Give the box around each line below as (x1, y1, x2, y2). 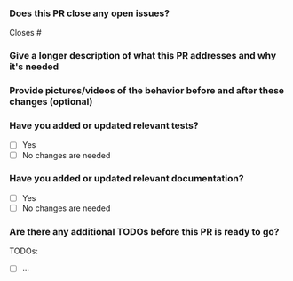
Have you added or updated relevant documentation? (9, 173, 244, 185)
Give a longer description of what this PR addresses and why (9, 50, 277, 62)
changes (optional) (9, 96, 93, 108)
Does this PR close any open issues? (9, 7, 170, 20)
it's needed (9, 60, 59, 73)
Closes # (9, 28, 42, 38)
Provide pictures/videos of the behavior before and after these (9, 84, 285, 97)
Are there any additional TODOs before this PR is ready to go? (9, 225, 280, 237)
